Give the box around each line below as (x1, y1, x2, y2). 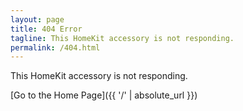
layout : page (10, 14, 65, 25)
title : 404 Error (10, 24, 83, 34)
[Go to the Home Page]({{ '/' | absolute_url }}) (10, 89, 198, 101)
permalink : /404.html (10, 42, 101, 53)
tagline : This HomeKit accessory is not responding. (10, 33, 235, 43)
